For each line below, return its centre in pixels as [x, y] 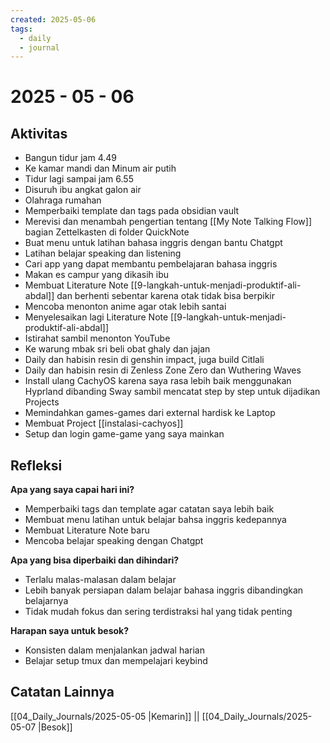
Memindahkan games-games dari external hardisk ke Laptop [150, 413]
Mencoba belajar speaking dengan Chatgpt [114, 541]
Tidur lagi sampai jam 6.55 [79, 179]
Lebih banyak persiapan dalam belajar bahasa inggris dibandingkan [164, 590]
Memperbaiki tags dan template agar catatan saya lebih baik [149, 509]
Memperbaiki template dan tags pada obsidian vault [132, 211]
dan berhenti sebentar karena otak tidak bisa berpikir [166, 296]
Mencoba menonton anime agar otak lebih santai [125, 307]
